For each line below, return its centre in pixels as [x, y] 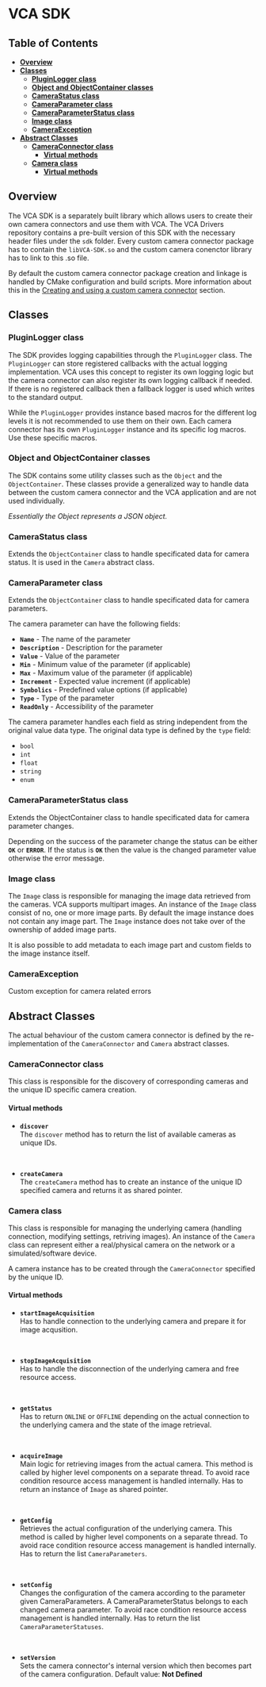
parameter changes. [41, 826]
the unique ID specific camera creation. [72, 1090]
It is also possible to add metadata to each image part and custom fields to [130, 945]
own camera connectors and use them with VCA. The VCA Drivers [116, 224]
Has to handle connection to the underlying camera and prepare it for [133, 1321]
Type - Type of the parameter [67, 698]
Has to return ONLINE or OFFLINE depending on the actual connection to [134, 1417]
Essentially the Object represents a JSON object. [88, 516]
